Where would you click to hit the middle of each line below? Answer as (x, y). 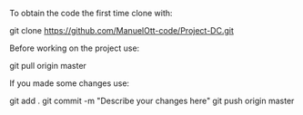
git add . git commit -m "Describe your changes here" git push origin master (152, 101)
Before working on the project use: (75, 48)
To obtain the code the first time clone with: (91, 13)
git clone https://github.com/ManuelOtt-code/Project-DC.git (122, 30)
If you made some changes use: (70, 83)
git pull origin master (48, 66)
